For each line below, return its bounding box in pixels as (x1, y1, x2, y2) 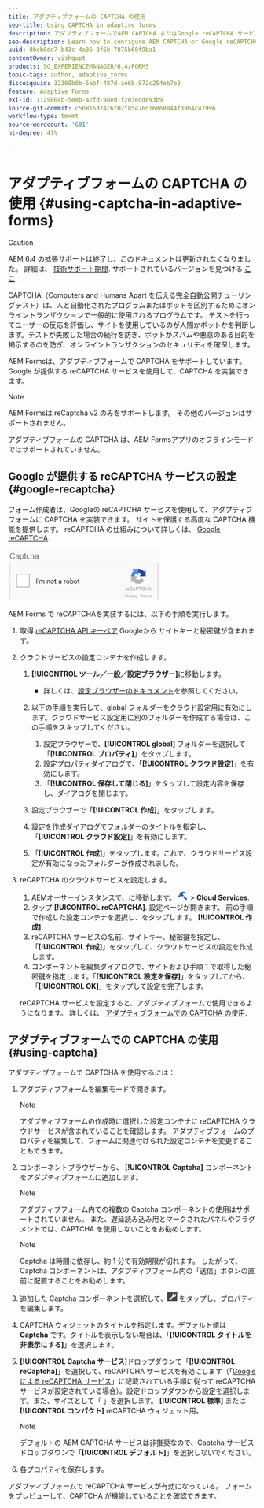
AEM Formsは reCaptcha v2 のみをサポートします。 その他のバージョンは (8, 408, 246, 418)
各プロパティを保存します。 (19, 1465, 108, 1474)
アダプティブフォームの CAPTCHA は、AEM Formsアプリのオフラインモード (8, 434, 254, 444)
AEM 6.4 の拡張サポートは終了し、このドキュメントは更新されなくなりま (8, 254, 244, 263)
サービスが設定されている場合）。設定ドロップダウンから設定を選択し (19, 1387, 244, 1396)
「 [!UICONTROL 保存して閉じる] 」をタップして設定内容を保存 (42, 778, 245, 788)
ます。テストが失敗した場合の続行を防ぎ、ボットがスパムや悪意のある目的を (8, 329, 255, 339)
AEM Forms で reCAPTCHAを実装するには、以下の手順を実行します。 (8, 609, 233, 618)
